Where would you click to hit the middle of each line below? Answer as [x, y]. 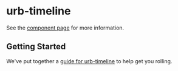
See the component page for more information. [65, 28]
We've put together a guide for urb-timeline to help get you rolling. [89, 61]
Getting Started [36, 47]
